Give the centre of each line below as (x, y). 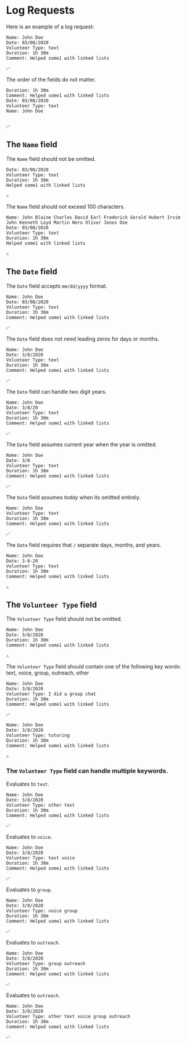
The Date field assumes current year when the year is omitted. (82, 444)
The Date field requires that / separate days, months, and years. (84, 545)
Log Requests (40, 10)
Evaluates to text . (28, 784)
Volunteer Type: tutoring (38, 736)
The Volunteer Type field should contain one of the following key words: (93, 667)
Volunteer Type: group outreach (46, 963)
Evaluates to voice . (29, 836)
